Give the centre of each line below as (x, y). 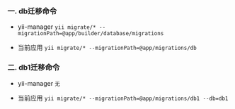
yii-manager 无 (39, 83)
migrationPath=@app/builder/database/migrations (91, 34)
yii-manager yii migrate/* (57, 27)
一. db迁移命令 (32, 11)
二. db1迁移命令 (34, 68)
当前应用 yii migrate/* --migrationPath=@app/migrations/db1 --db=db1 (123, 98)
